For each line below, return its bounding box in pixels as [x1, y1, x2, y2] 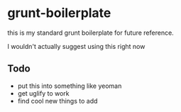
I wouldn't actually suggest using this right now [7, 42, 146, 50]
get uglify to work [17, 89, 70, 97]
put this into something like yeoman [17, 82, 122, 90]
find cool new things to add [17, 96, 98, 105]
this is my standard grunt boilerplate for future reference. [7, 28, 174, 37]
